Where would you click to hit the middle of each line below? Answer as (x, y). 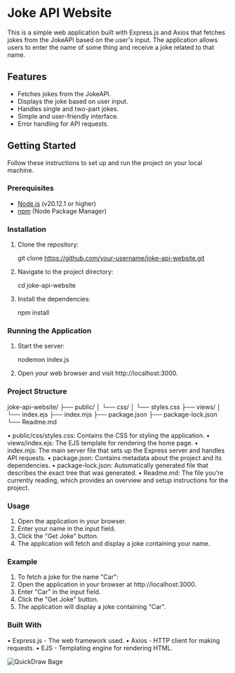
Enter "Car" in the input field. (59, 592)
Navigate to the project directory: (65, 272)
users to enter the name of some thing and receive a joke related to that (111, 47)
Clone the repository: (48, 244)
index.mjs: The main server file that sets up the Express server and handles (116, 450)
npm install (33, 313)
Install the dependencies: (54, 299)
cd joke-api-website (46, 285)
